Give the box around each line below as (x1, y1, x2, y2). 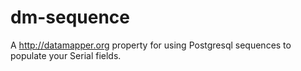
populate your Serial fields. (10, 49, 122, 61)
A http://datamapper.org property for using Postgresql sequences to (10, 39, 292, 51)
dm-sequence (10, 6, 131, 29)
